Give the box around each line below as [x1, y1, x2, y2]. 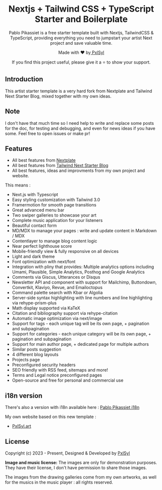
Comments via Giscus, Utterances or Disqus [12, 274, 101, 280]
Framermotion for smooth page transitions [12, 202, 97, 208]
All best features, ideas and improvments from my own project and [12, 168, 145, 173]
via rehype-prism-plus [12, 300, 57, 306]
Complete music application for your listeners [12, 218, 103, 223]
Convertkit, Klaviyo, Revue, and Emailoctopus [12, 285, 103, 290]
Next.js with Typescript [12, 192, 59, 198]
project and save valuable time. [50, 40, 113, 46]
